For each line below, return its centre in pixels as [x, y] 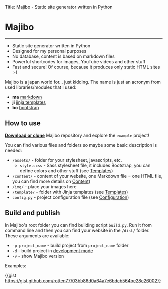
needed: [14, 150]
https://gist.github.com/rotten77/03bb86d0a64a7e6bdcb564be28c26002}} [83, 281]
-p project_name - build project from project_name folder [70, 245]
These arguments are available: [37, 236]
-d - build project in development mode [53, 251]
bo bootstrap [26, 107]
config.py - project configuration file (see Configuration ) [71, 197]
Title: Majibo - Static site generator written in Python [59, 7]
